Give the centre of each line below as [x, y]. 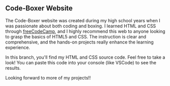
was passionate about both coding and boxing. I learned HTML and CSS [81, 26]
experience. [18, 47]
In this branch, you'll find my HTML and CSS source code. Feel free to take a [85, 57]
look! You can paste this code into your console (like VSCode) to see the [81, 62]
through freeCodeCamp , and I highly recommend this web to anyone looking [86, 31]
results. [13, 68]
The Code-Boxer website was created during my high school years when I [83, 20]
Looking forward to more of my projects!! [48, 77]
